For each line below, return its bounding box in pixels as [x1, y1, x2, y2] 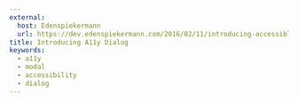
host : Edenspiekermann [17, 21, 101, 30]
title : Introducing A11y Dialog [9, 37, 129, 47]
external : [9, 12, 46, 22]
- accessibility [17, 71, 77, 80]
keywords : [9, 46, 46, 55]
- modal [17, 63, 46, 72]
